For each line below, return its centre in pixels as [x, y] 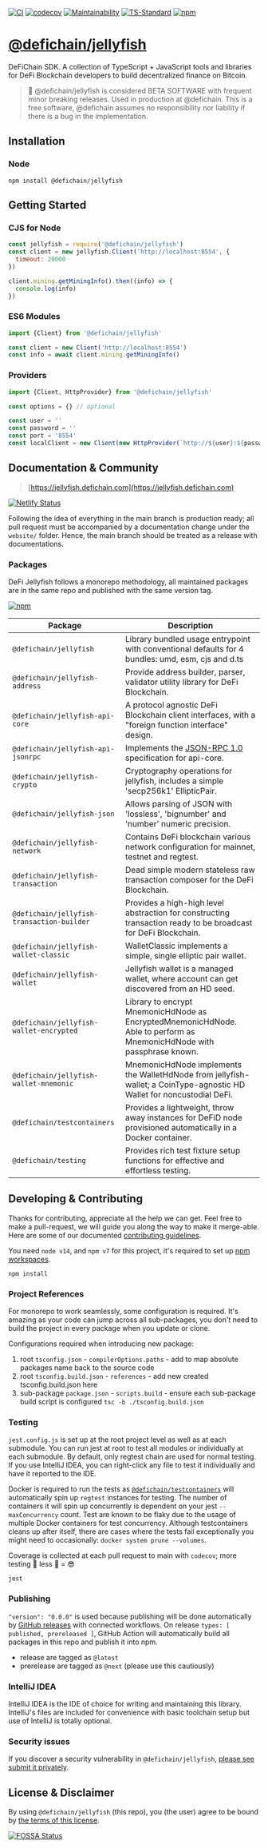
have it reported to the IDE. [53, 1474]
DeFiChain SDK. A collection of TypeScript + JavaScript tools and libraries [130, 66]
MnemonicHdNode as [166, 1012]
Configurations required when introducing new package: [101, 1344]
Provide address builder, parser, [185, 672]
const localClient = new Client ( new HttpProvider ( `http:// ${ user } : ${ [126, 444]
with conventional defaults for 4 [185, 649]
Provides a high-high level [175, 903]
